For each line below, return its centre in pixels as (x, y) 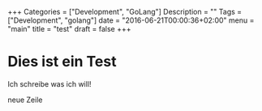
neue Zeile (25, 100)
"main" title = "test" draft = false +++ (69, 29)
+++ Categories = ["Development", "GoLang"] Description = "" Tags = (125, 12)
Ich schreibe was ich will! (49, 83)
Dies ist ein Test (62, 62)
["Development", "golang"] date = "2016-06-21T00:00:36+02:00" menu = (131, 20)
